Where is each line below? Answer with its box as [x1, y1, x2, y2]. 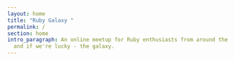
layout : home [7, 10, 46, 18]
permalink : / [7, 23, 46, 30]
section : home [7, 29, 49, 37]
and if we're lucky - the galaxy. [13, 43, 115, 50]
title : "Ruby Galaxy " [7, 17, 74, 24]
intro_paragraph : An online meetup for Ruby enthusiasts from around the [7, 36, 229, 43]
